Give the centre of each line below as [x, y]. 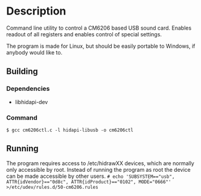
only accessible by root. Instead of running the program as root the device [99, 169]
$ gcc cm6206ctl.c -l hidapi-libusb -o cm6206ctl [70, 130]
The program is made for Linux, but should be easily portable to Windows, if [101, 46]
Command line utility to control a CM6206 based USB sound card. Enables [99, 28]
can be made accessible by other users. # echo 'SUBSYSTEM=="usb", [91, 176]
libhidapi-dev [31, 102]
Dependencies [28, 89]
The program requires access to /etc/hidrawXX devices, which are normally [100, 163]
